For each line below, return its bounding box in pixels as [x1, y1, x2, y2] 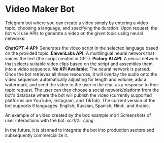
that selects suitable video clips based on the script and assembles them [5, 61, 153, 67]
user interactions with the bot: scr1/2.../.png [5, 117, 94, 123]
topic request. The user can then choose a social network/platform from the [5, 87, 159, 93]
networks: [5, 36, 26, 41]
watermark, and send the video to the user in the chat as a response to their [5, 81, 159, 87]
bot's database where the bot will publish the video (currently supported [5, 92, 152, 98]
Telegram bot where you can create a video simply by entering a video [5, 20, 149, 26]
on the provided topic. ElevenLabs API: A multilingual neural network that [5, 50, 154, 56]
